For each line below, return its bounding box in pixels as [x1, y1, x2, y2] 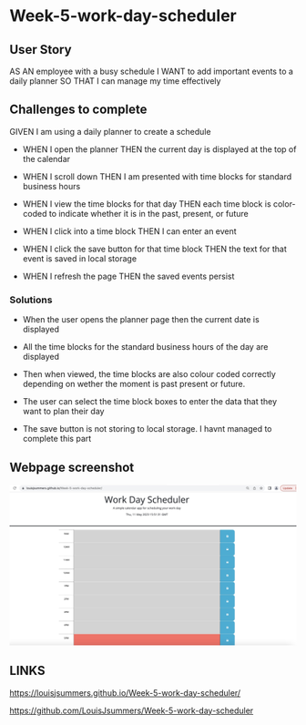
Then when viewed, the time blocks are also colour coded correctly [22, 369, 276, 380]
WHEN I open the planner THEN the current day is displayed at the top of [22, 143, 297, 155]
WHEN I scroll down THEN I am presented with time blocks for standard [22, 170, 292, 182]
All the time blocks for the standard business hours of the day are [22, 342, 269, 352]
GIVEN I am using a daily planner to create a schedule [9, 126, 211, 137]
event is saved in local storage [22, 252, 138, 264]
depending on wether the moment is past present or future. [22, 379, 246, 390]
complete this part [22, 434, 92, 444]
